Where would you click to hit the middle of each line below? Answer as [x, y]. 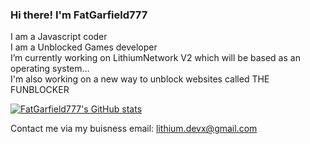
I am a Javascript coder [59, 37]
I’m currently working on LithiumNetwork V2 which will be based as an [155, 58]
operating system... [50, 69]
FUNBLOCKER [40, 90]
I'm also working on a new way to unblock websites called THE [140, 79]
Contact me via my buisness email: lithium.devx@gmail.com [134, 129]
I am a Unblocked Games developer [84, 47]
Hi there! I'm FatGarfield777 [79, 15]
